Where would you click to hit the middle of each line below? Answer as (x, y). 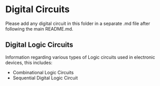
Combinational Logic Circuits (43, 72)
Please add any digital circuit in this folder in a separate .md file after (78, 23)
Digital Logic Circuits (39, 45)
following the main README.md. (39, 28)
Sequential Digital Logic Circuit (45, 78)
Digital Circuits (38, 9)
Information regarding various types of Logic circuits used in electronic (80, 57)
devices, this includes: (29, 63)
